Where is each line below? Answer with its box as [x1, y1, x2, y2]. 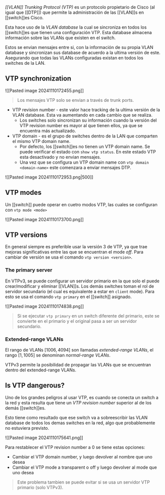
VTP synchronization [5, 74, 71, 83]
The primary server [5, 267, 53, 273]
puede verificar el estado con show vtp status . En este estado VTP [19, 148, 156, 155]
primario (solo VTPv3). [17, 484, 64, 490]
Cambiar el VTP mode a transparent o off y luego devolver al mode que [12, 464, 157, 470]
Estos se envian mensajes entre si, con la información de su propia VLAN [5, 45, 154, 50]
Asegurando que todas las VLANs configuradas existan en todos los [5, 55, 144, 61]
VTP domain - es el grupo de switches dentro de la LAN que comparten [12, 133, 158, 139]
